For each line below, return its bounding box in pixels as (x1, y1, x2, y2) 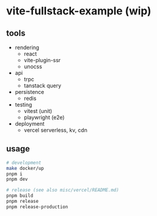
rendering (14, 44, 40, 51)
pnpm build (6, 193, 34, 199)
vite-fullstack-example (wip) (6, 4, 152, 18)
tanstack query (23, 82, 62, 89)
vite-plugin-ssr (23, 57, 61, 63)
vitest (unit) (23, 108, 53, 114)
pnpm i (6, 171, 23, 177)
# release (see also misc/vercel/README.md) (6, 187, 119, 193)
